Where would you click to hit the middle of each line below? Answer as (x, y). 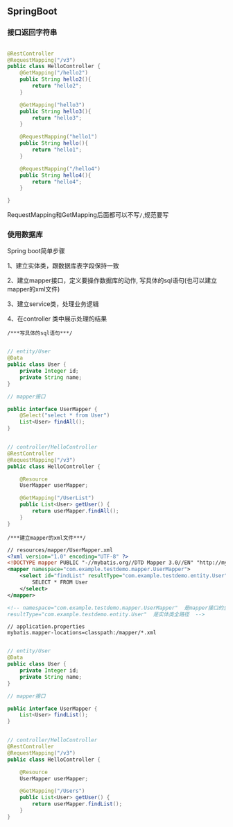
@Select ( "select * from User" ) (65, 416)
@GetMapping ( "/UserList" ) (57, 498)
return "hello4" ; (57, 182)
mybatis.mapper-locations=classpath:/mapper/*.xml (82, 633)
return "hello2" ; (57, 86)
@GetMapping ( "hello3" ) (52, 105)
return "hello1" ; (57, 150)
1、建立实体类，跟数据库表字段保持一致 (63, 266)
